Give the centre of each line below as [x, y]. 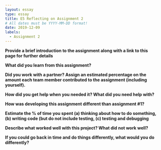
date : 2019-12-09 [23, 28]
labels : [13, 32]
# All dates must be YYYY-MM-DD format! [47, 23]
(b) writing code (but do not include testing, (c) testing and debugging [77, 118]
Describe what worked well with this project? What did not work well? [77, 128]
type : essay [17, 14]
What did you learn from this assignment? [48, 65]
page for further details [29, 56]
